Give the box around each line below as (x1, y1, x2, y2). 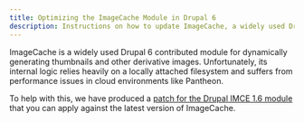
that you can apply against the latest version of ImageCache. (9, 102, 236, 113)
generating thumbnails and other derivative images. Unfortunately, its (9, 56, 268, 67)
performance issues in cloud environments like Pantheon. (9, 75, 224, 86)
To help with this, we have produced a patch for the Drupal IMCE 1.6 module (9, 92, 293, 104)
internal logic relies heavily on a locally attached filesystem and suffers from (9, 65, 293, 77)
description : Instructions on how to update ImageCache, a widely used (9, 22, 285, 31)
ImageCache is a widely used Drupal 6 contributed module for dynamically (9, 46, 288, 57)
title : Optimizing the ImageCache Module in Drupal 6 (9, 13, 217, 23)
